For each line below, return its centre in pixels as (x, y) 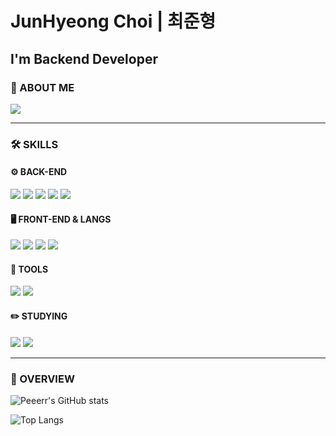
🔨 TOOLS (29, 269)
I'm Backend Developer (84, 58)
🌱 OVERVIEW (42, 379)
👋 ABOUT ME (42, 87)
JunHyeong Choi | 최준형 (113, 21)
